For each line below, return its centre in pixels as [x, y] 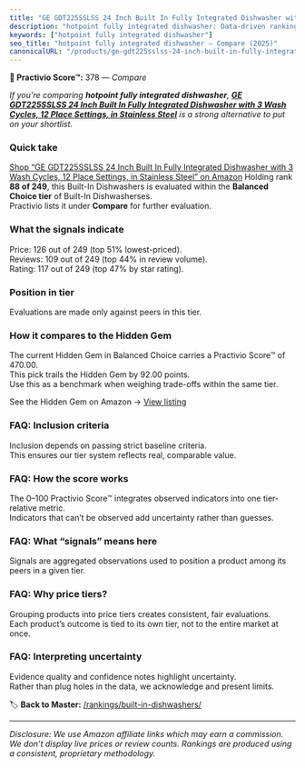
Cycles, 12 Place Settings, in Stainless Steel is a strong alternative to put [148, 115]
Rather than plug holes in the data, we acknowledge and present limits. [142, 686]
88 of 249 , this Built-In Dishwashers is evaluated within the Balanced [139, 186]
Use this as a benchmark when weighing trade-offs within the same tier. [144, 384]
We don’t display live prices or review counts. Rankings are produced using [151, 743]
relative [24, 508]
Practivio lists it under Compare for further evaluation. [110, 206]
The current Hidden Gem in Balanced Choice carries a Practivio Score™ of [148, 355]
